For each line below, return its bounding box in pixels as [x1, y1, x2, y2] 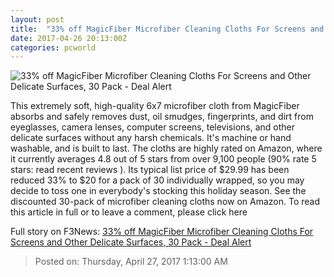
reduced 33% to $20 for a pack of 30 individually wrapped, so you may [10, 174, 305, 186]
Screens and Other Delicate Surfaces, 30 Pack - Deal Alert [10, 236, 252, 248]
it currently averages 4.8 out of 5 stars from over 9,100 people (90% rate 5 [10, 153, 317, 165]
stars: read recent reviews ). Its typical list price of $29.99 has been [10, 164, 290, 176]
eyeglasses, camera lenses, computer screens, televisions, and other [10, 121, 295, 133]
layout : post [10, 14, 65, 25]
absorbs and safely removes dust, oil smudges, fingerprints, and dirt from [10, 111, 314, 123]
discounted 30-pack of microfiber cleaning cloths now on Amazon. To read [10, 196, 321, 208]
